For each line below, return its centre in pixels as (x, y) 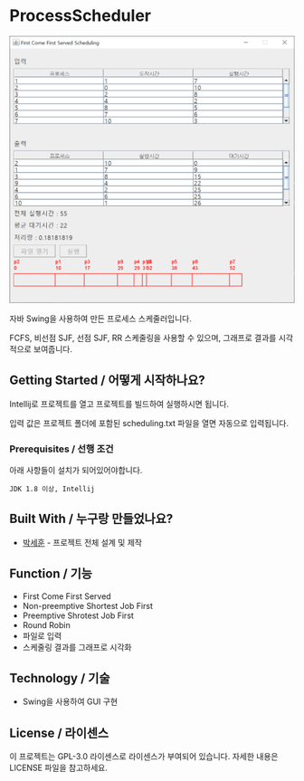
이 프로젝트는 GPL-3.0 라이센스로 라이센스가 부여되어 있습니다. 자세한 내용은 (144, 757)
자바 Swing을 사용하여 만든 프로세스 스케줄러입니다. (101, 319)
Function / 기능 (51, 574)
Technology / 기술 (60, 678)
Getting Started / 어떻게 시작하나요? (107, 381)
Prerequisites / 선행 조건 (62, 449)
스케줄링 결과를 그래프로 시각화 (77, 647)
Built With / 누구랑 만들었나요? (91, 519)
